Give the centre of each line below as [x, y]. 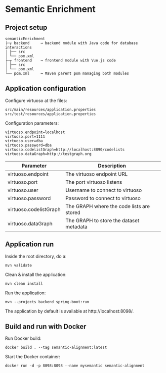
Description [112, 165]
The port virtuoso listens [94, 182]
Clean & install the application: [36, 274]
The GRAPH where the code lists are [108, 206]
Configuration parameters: [32, 123]
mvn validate [19, 265]
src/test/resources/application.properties [51, 114]
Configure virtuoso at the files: [36, 101]
